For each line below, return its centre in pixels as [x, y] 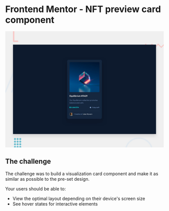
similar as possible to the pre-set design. [47, 179]
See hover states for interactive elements [55, 204]
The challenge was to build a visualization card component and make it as [82, 173]
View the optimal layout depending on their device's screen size [79, 198]
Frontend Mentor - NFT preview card [83, 9]
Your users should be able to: [36, 189]
